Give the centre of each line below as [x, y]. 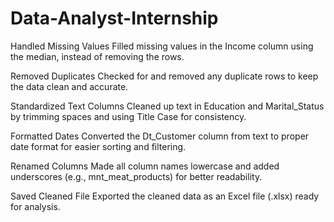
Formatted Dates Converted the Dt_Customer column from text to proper [160, 136]
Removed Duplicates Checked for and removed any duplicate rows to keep [164, 76]
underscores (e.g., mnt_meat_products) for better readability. [136, 176]
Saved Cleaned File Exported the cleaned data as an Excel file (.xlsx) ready [165, 196]
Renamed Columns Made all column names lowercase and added [145, 166]
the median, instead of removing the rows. [97, 56]
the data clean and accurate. [69, 86]
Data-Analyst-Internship [114, 18]
